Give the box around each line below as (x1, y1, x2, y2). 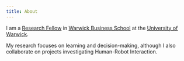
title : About (6, 8, 38, 15)
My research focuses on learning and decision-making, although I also (6, 42, 176, 49)
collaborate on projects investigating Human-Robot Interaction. (6, 48, 158, 55)
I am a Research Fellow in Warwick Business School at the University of (6, 24, 178, 31)
